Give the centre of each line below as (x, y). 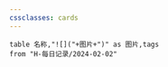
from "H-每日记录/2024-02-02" (63, 54)
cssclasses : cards (44, 18)
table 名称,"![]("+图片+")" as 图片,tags (84, 44)
